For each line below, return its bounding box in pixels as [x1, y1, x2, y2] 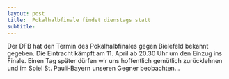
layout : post [7, 10, 45, 17]
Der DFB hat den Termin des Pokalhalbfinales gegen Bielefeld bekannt [7, 42, 209, 51]
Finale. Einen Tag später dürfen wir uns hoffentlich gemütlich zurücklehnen [7, 57, 223, 65]
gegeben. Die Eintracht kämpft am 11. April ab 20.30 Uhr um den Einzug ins [7, 49, 223, 58]
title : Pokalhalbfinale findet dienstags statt [7, 17, 151, 24]
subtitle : [7, 23, 36, 30]
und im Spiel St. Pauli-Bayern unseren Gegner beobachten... [7, 64, 180, 73]
